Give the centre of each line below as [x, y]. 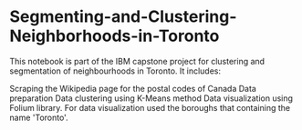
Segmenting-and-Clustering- [123, 17]
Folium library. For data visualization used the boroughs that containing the [150, 107]
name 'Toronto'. [39, 117]
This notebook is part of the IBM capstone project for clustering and [137, 61]
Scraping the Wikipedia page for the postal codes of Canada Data [133, 88]
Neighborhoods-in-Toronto [115, 36]
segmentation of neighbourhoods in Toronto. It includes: [115, 71]
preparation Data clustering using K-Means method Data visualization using [151, 98]
